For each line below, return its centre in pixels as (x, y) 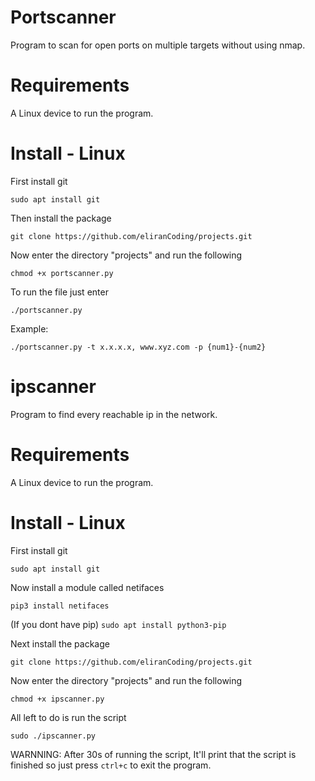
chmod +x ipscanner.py (57, 699)
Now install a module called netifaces (87, 587)
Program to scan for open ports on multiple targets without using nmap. (158, 45)
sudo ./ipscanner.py (53, 736)
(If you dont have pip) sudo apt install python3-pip (118, 624)
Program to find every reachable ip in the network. (114, 414)
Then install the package (61, 218)
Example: (29, 328)
